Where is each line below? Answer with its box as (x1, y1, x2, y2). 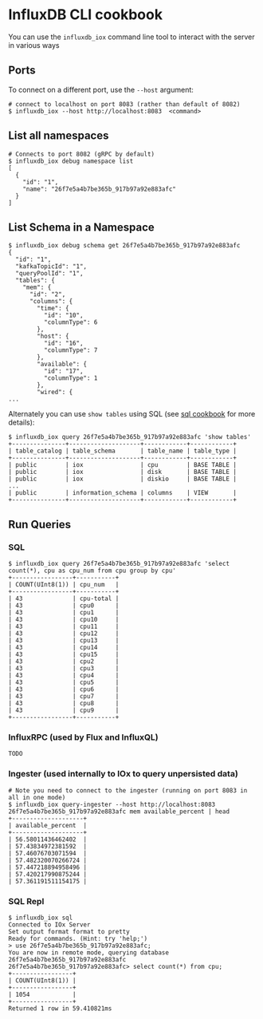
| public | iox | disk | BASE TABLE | (8, 468, 237, 476)
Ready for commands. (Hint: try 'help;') (8, 934, 148, 942)
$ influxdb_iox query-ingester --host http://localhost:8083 (8, 800, 216, 808)
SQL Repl (8, 895, 45, 906)
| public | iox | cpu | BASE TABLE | (8, 461, 237, 469)
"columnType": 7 (43, 346, 98, 354)
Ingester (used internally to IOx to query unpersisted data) (8, 768, 239, 780)
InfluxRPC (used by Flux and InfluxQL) (8, 732, 159, 743)
